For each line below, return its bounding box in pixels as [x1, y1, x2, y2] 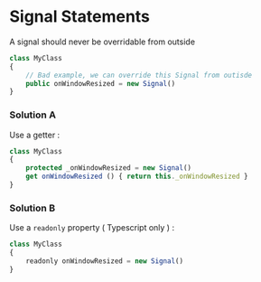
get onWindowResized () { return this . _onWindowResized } [25, 172, 248, 182]
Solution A [9, 108, 57, 121]
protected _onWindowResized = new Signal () [25, 164, 192, 173]
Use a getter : [9, 129, 61, 140]
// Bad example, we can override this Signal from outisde [25, 70, 253, 80]
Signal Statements [9, 6, 151, 27]
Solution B [9, 202, 56, 214]
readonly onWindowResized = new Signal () [25, 257, 183, 266]
